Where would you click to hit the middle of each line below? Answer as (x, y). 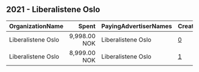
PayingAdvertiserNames (137, 26)
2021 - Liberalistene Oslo (53, 10)
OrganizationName (36, 26)
